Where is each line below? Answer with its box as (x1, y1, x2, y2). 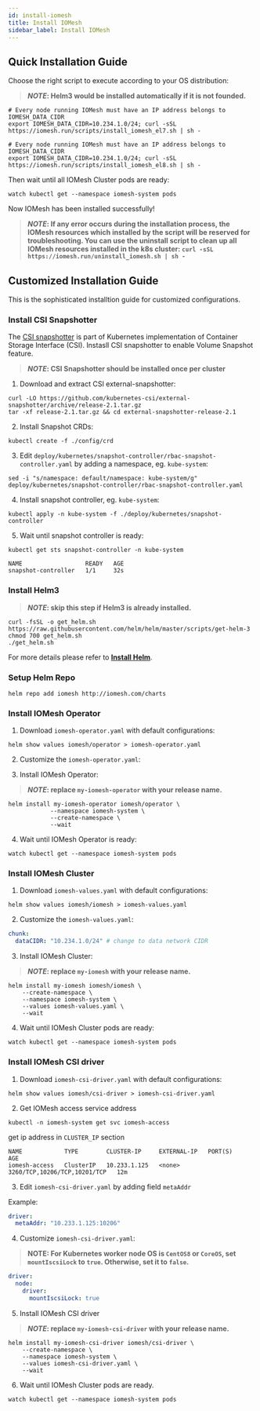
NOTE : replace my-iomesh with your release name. (27, 967, 191, 976)
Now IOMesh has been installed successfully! (8, 204, 155, 214)
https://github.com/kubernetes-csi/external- (39, 394, 191, 403)
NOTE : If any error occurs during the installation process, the (27, 219, 230, 228)
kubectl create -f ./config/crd (8, 437, 114, 445)
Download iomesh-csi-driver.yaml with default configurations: (19, 1074, 222, 1084)
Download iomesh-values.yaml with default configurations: (19, 886, 208, 895)
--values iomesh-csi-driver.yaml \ (22, 1359, 139, 1367)
